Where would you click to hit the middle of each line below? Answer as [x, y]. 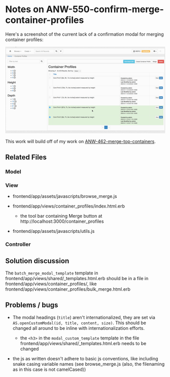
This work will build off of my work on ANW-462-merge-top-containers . [80, 141]
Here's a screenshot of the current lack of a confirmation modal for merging [84, 34]
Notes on [25, 9]
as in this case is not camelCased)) [49, 369]
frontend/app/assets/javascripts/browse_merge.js [65, 196]
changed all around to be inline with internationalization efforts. [78, 328]
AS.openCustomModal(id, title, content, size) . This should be [79, 323]
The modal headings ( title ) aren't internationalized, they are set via [84, 317]
